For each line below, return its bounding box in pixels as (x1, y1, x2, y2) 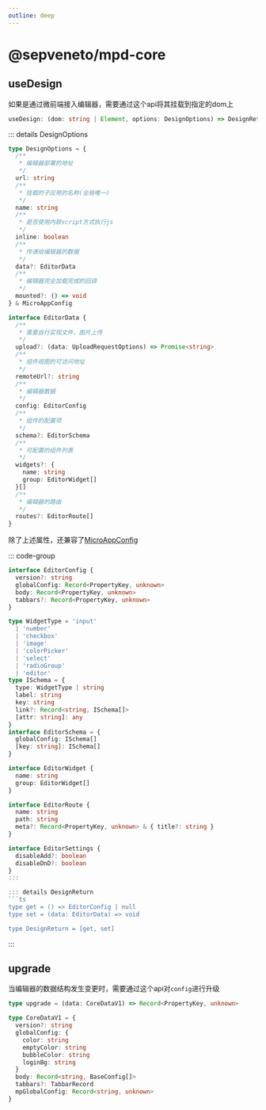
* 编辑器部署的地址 (18, 159, 74, 167)
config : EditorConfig (15, 402, 87, 410)
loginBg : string (22, 1059, 77, 1066)
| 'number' (15, 625, 51, 633)
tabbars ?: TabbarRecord (15, 1081, 93, 1089)
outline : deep (8, 11, 55, 20)
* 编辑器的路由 (18, 498, 62, 505)
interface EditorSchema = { (8, 728, 101, 736)
